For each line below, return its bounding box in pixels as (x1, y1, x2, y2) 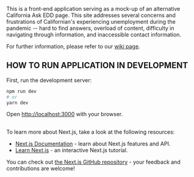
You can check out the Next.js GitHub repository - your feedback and (6, 158, 181, 165)
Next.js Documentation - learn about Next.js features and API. (15, 140, 171, 147)
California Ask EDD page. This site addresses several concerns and (6, 12, 176, 19)
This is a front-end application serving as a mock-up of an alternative (6, 5, 181, 12)
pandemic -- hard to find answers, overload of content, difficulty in (6, 24, 174, 32)
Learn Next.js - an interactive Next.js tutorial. (15, 146, 128, 154)
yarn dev (6, 100, 29, 106)
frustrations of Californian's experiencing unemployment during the (6, 18, 176, 25)
